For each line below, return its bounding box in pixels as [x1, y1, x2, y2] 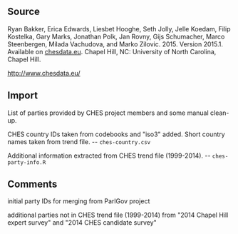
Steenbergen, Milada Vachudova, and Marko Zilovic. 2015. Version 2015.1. [7, 39, 223, 49]
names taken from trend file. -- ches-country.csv [7, 137, 151, 146]
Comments [7, 178, 58, 190]
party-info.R [7, 158, 46, 166]
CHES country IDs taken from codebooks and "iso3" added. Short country [7, 130, 226, 138]
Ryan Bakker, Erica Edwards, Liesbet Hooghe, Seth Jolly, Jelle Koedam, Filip [7, 24, 231, 33]
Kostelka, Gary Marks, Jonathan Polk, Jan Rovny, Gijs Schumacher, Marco [7, 32, 225, 41]
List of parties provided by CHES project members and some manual [7, 108, 209, 117]
